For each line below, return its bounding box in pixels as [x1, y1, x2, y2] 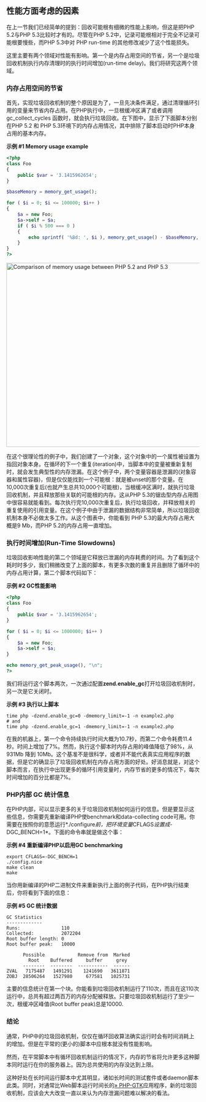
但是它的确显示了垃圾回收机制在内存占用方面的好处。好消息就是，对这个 [17, 758, 200, 766]
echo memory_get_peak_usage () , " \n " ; [6, 662, 103, 669]
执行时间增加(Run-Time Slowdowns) [6, 539, 115, 548]
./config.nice [6, 859, 43, 866]
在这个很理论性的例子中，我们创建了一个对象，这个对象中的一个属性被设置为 [6, 453, 200, 460]
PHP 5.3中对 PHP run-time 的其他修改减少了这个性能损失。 [44, 39, 193, 46]
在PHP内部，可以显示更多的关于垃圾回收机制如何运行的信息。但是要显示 [6, 805, 189, 813]
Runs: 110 [6, 925, 70, 931]
